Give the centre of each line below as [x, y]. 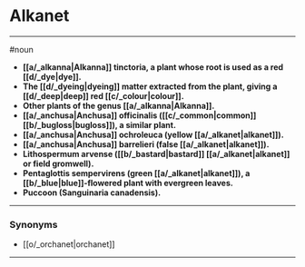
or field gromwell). [58, 163]
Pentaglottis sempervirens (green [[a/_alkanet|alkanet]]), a [136, 173]
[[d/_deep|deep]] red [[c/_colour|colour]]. [103, 95]
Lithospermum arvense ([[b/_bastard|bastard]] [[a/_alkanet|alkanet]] [156, 153]
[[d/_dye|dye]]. [52, 76]
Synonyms [34, 224]
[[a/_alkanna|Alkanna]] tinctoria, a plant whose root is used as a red [153, 67]
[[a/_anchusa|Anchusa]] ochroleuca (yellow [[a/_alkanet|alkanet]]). [153, 134]
